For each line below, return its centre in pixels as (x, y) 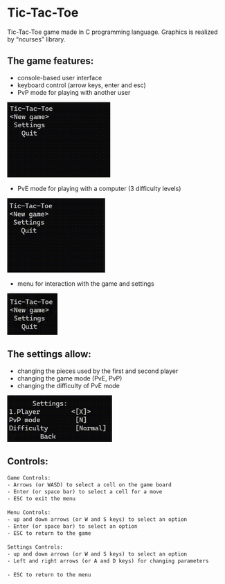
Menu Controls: (29, 513)
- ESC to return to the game (49, 533)
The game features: (51, 61)
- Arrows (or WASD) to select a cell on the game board (89, 485)
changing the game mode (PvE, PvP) (70, 378)
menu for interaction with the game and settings (85, 283)
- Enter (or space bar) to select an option (72, 527)
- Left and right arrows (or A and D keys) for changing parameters (108, 561)
